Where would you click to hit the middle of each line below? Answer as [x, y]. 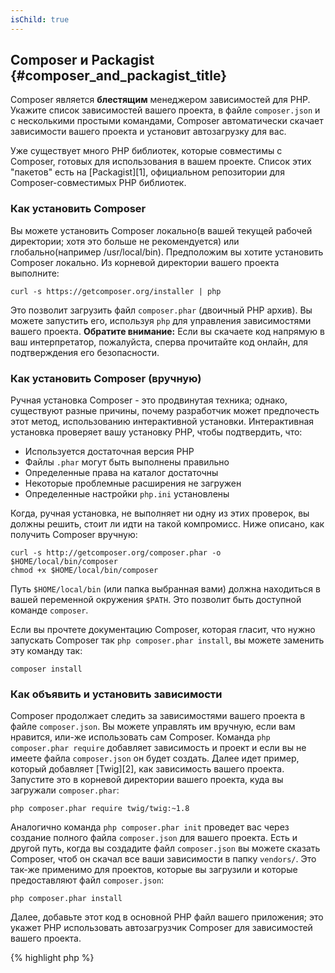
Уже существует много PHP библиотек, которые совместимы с [146, 151]
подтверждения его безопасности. [85, 352]
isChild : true [40, 19]
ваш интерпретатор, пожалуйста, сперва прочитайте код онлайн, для [159, 342]
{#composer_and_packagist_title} [119, 76]
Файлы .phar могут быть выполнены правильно [127, 462]
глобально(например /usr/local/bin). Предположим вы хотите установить [167, 252]
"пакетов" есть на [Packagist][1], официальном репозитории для [147, 172]
